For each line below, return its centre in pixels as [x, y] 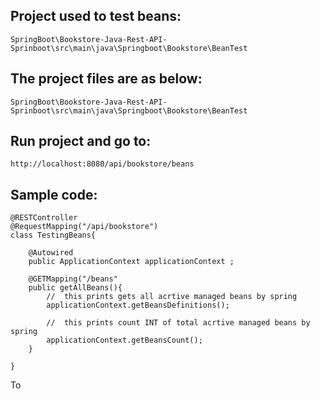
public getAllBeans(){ [75, 288]
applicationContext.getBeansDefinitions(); [138, 305]
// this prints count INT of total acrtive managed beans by [178, 323]
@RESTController [44, 218]
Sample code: [54, 194]
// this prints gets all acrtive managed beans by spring [172, 297]
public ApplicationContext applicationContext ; [131, 262]
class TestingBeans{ [53, 235]
